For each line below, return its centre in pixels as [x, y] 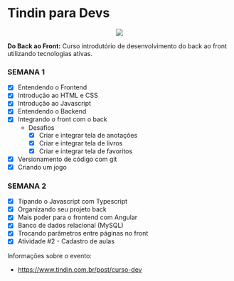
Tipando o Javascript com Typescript [73, 202]
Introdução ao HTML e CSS [58, 95]
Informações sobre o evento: [50, 255]
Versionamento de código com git [67, 159]
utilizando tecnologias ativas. [50, 53]
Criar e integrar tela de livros [81, 143]
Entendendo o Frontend [52, 87]
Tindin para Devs [59, 13]
